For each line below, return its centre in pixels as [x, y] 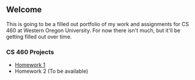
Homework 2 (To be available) [52, 71]
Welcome [24, 10]
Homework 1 [30, 65]
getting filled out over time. [39, 36]
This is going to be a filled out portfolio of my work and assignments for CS [98, 24]
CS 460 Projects [30, 52]
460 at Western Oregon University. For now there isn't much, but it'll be [93, 30]
